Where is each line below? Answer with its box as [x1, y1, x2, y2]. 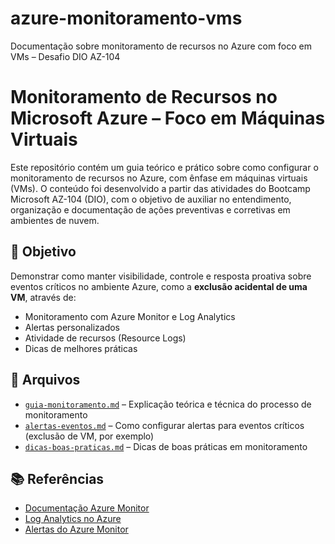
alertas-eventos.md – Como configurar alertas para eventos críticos [24, 419, 305, 431]
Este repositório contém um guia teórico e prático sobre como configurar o [10, 161, 319, 173]
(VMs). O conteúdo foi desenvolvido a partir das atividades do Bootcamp [10, 182, 311, 194]
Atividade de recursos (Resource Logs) [24, 332, 187, 344]
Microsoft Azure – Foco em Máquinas [10, 107, 326, 130]
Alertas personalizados [24, 321, 120, 333]
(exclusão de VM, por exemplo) [24, 430, 155, 442]
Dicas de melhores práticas [24, 342, 138, 354]
